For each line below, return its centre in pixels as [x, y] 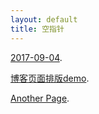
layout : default [44, 19]
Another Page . [40, 98]
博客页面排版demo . [50, 78]
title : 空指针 [37, 29]
